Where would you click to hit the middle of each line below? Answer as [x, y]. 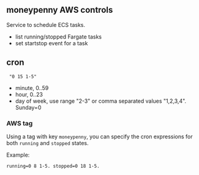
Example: [18, 155]
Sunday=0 [28, 107]
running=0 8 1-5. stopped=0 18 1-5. [53, 166]
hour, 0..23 [29, 94]
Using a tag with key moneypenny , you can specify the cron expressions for [99, 136]
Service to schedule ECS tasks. [46, 24]
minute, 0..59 [32, 87]
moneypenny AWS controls [60, 10]
